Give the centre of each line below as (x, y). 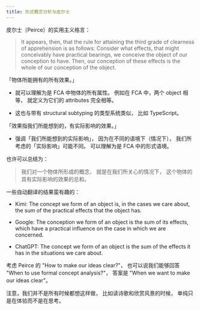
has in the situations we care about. (59, 253)
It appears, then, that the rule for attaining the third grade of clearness (108, 42)
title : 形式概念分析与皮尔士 (38, 12)
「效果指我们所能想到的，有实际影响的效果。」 (63, 126)
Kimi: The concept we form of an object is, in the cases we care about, (102, 204)
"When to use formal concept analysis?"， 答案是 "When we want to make (98, 273)
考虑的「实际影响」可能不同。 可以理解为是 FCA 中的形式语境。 (93, 146)
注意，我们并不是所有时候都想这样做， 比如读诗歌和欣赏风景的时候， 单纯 (97, 293)
